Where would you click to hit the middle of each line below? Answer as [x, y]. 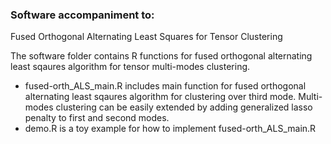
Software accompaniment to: [82, 15]
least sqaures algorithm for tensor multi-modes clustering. [130, 67]
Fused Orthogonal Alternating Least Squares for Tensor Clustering [146, 37]
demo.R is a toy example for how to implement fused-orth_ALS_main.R [170, 129]
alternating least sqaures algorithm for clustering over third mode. [160, 97]
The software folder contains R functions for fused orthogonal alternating [161, 56]
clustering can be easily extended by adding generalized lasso [184, 107]
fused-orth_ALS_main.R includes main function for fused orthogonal [165, 86]
